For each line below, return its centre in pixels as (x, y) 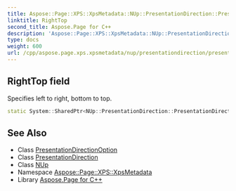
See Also (27, 133)
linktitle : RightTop (38, 20)
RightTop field (39, 81)
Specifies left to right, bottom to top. (60, 98)
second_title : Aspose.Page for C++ (59, 27)
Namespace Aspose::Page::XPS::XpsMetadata (85, 172)
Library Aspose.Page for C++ (60, 180)
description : (26, 33)
